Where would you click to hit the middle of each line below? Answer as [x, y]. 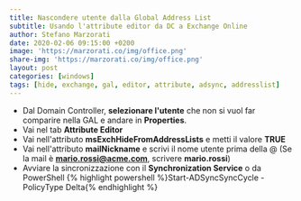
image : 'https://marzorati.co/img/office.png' [98, 51]
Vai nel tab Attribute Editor [73, 129]
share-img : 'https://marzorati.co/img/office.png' [106, 59]
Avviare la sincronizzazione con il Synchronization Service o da [141, 168]
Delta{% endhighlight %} [112, 187]
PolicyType [43, 187]
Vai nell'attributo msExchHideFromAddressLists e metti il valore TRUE [154, 139]
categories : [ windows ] [52, 77]
